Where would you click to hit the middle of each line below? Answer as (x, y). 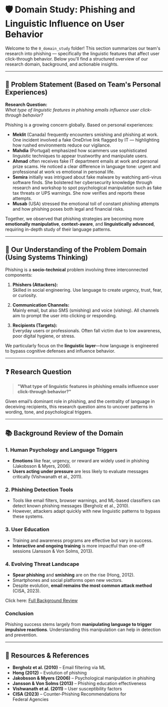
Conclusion (19, 613)
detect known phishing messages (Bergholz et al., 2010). (71, 506)
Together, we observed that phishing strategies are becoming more (74, 219)
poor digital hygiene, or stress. (44, 336)
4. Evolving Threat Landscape (42, 564)
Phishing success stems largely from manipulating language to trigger (78, 624)
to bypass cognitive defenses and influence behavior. (60, 351)
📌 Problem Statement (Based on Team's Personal (83, 85)
